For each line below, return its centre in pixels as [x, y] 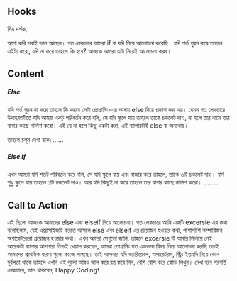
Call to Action [38, 205]
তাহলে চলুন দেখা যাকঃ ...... [35, 140]
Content [26, 74]
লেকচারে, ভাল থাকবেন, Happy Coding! [53, 270]
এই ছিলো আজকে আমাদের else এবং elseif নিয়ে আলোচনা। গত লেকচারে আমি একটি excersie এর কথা [117, 222]
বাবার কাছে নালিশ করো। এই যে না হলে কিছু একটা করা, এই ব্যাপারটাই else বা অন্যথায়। [98, 126]
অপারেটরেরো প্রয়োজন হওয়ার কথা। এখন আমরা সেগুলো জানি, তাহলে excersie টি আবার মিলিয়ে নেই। [112, 238]
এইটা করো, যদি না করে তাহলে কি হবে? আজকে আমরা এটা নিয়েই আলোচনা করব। [89, 51]
